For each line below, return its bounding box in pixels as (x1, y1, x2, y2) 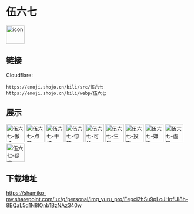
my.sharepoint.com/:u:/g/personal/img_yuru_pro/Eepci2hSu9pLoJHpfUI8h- (6, 196, 188, 203)
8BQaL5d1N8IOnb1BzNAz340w (6, 202, 82, 209)
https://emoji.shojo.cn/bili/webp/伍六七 (6, 90, 106, 96)
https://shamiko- (6, 189, 46, 196)
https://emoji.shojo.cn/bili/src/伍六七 (6, 84, 104, 90)
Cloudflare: (6, 72, 34, 79)
